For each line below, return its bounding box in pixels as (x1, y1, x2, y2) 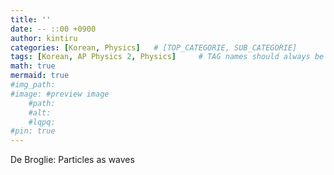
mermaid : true (10, 71, 70, 81)
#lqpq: (28, 117, 56, 127)
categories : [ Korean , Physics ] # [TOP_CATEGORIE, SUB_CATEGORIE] (10, 42, 298, 53)
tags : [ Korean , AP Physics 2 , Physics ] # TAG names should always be (10, 52, 325, 62)
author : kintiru (10, 33, 78, 43)
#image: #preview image (10, 89, 110, 99)
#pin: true (10, 126, 56, 136)
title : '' (10, 14, 52, 25)
